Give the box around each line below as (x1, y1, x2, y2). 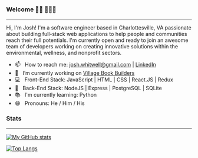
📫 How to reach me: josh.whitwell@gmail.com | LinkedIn (14, 61, 156, 68)
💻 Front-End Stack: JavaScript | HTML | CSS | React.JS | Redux (14, 76, 174, 83)
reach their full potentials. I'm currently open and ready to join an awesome (6, 37, 189, 44)
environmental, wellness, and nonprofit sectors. (6, 50, 122, 57)
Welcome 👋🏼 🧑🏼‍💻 (6, 5, 57, 14)
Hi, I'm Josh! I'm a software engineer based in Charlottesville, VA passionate (6, 24, 192, 31)
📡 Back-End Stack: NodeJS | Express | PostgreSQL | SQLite (14, 85, 162, 92)
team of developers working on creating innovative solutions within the (6, 43, 179, 50)
